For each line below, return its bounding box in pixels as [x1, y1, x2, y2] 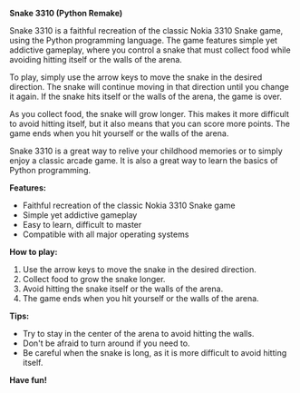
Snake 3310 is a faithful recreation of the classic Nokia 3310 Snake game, [9, 25, 284, 35]
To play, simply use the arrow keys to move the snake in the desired [9, 72, 263, 83]
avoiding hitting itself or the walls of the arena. [9, 54, 183, 64]
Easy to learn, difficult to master [22, 220, 142, 230]
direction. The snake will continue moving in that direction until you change [9, 82, 290, 92]
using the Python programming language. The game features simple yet [9, 35, 278, 45]
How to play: [9, 247, 58, 257]
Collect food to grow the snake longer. [22, 274, 166, 284]
